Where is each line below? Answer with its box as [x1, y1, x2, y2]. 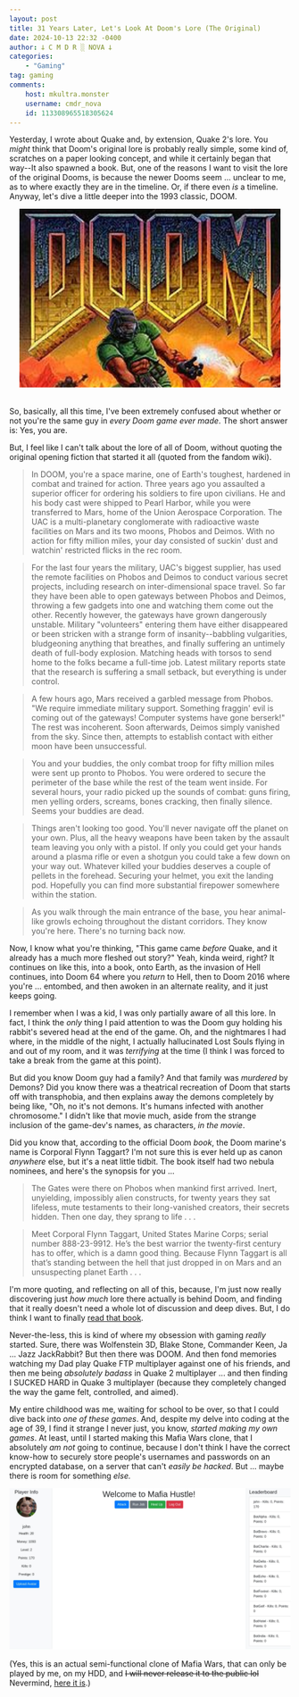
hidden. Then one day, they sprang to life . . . [30, 1211, 196, 1223]
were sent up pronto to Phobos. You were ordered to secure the [30, 768, 266, 779]
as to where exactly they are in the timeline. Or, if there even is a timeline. [9, 181, 278, 192]
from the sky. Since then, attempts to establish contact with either [30, 731, 274, 742]
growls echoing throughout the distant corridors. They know [46, 916, 268, 927]
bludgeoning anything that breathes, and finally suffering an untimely [30, 639, 286, 649]
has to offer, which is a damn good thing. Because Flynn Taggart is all [30, 1248, 287, 1258]
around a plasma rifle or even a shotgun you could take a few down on [30, 851, 291, 862]
